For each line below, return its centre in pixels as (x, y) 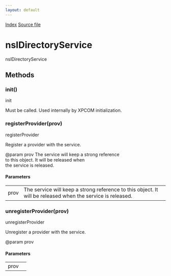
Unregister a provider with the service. (46, 232)
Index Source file (23, 24)
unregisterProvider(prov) (37, 211)
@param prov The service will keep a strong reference (62, 154)
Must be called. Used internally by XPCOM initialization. (64, 110)
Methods (20, 75)
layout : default (22, 10)
